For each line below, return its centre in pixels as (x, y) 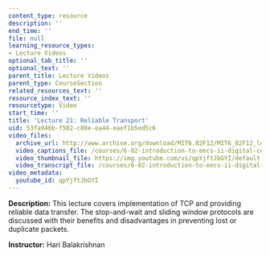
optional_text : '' (39, 68)
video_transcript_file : (55, 166)
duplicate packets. (39, 229)
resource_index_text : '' (50, 98)
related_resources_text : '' (55, 91)
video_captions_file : (52, 151)
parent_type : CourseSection (55, 83)
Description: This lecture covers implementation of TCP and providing (125, 203)
